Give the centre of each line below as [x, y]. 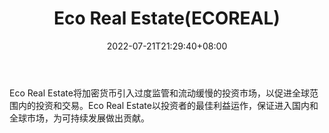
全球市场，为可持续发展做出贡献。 [79, 118]
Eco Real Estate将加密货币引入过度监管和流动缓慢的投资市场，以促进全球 [159, 93]
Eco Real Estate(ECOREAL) [167, 18]
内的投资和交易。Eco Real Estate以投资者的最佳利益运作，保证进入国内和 [168, 105]
